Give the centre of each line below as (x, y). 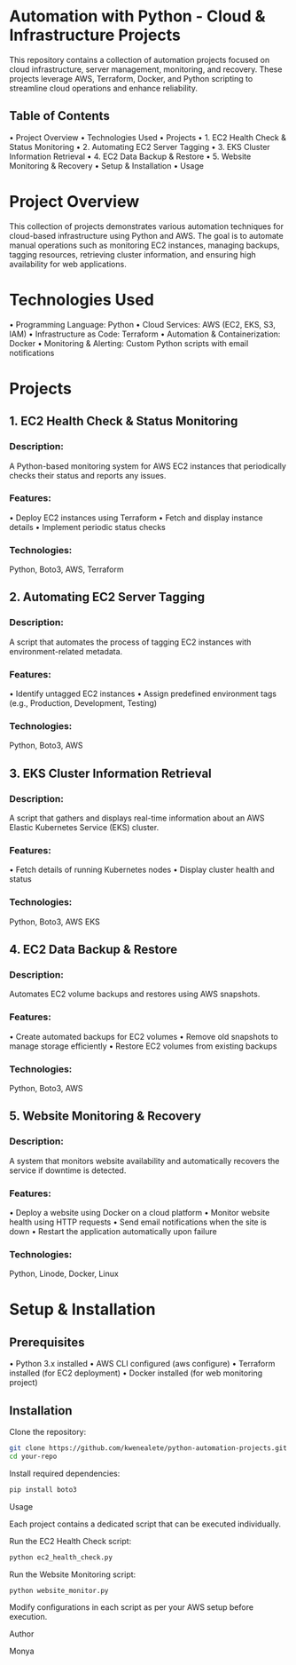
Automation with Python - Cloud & (137, 16)
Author (22, 1634)
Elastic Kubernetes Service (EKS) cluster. (84, 828)
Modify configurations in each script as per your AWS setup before (132, 1607)
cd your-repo (33, 1456)
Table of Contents (60, 116)
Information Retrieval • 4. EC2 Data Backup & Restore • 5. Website (130, 156)
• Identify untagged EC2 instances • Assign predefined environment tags (143, 694)
